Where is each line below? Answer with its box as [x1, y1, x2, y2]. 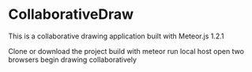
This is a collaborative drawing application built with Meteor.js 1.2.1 [8, 31, 224, 41]
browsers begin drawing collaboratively [8, 55, 137, 64]
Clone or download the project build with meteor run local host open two [8, 46, 245, 56]
